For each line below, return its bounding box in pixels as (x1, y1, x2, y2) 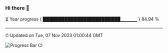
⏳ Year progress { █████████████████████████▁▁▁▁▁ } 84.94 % (5, 16, 159, 22)
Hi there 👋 (5, 4, 30, 11)
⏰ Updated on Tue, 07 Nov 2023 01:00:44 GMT (5, 32, 103, 38)
